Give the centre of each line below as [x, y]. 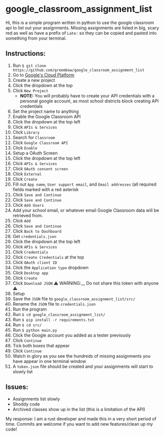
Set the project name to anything [46, 111]
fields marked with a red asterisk [46, 189]
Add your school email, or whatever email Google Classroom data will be [86, 210]
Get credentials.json [35, 236]
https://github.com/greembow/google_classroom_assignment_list [79, 70]
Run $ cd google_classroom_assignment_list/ [59, 314]
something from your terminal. [36, 38]
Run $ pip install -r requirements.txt [53, 319]
